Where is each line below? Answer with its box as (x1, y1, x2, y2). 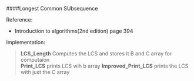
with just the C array (20, 69, 70, 75)
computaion (20, 57, 50, 63)
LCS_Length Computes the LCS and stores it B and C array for (20, 50, 172, 57)
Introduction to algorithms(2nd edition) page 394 (14, 27, 133, 34)
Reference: (6, 16, 33, 23)
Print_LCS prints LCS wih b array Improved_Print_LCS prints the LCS (20, 62, 189, 69)
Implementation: (6, 39, 46, 45)
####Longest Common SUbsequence (6, 5, 98, 12)
